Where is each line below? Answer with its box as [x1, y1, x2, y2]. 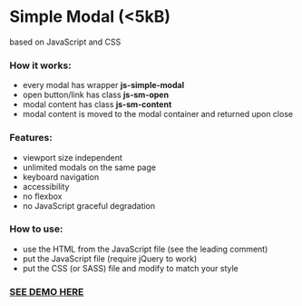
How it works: [9, 59, 72, 72]
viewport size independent [22, 152, 122, 163]
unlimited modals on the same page [22, 162, 157, 173]
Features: [9, 132, 53, 144]
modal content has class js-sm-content [22, 99, 172, 110]
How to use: [9, 222, 63, 235]
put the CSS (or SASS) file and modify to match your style [22, 262, 239, 273]
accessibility [22, 181, 70, 192]
